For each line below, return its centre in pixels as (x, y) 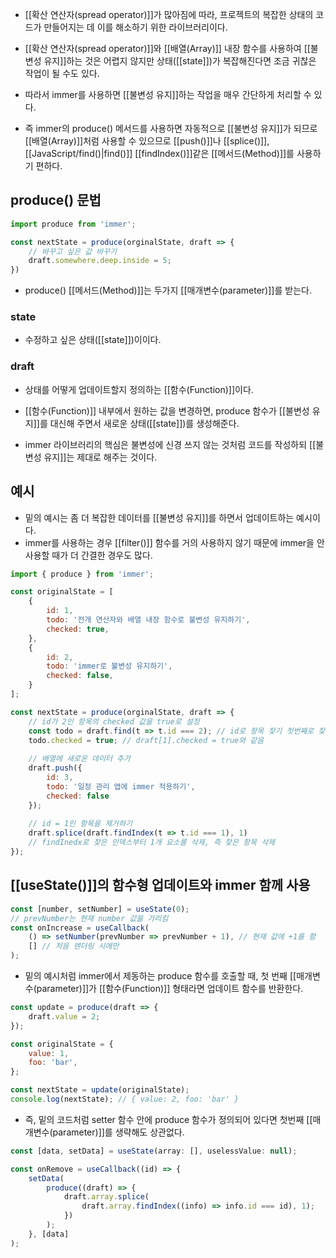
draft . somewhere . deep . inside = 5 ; (100, 261)
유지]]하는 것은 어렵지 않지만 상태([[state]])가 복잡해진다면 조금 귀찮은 (180, 61)
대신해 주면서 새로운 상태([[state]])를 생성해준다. (144, 423)
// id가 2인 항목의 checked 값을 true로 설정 (114, 721)
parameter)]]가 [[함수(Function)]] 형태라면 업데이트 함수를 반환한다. (170, 989)
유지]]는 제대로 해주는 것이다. (100, 457)
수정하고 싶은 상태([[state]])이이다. (93, 340)
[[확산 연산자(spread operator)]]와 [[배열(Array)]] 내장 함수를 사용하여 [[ (167, 48)
